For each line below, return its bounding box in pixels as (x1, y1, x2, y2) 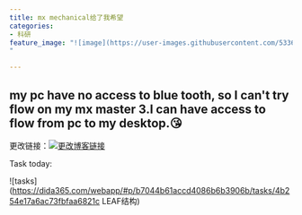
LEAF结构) (102, 195, 141, 206)
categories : (9, 21, 54, 30)
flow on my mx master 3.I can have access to (9, 101, 267, 116)
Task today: (9, 158, 52, 168)
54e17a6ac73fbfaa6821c (9, 195, 101, 206)
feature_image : (9, 38, 67, 47)
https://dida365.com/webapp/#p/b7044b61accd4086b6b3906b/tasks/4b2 (12, 185, 290, 195)
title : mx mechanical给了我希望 (9, 13, 124, 22)
